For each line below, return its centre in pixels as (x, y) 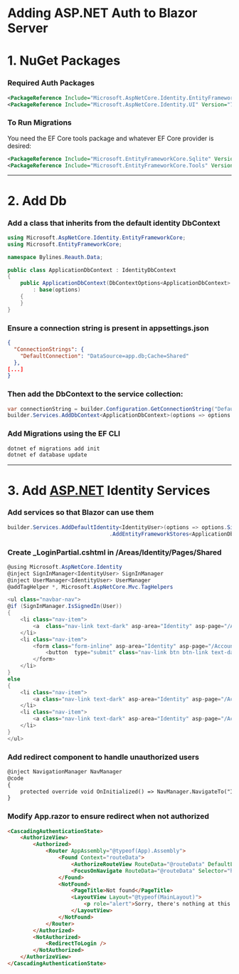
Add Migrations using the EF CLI (64, 434)
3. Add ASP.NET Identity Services (109, 490)
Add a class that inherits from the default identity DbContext (114, 223)
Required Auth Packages (51, 83)
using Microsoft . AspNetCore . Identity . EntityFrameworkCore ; (97, 237)
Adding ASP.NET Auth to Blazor (102, 13)
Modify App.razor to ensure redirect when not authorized (108, 817)
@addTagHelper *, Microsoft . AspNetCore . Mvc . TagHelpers (90, 587)
